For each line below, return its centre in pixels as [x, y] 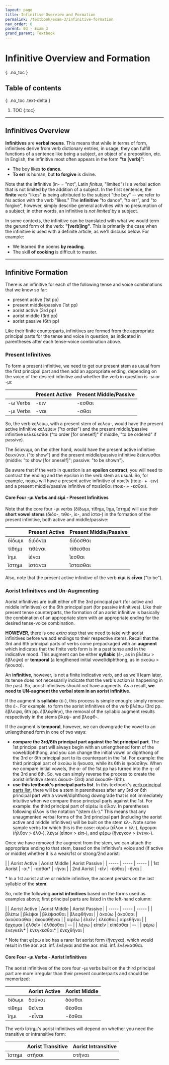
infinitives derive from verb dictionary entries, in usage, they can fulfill [78, 148]
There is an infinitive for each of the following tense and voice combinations [84, 285]
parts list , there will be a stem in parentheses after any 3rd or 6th [79, 790]
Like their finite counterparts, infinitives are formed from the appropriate [80, 331]
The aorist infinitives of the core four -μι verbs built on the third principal [80, 968]
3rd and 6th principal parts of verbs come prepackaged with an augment [81, 644]
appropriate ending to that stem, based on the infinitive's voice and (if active [84, 848]
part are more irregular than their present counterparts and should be [77, 974]
